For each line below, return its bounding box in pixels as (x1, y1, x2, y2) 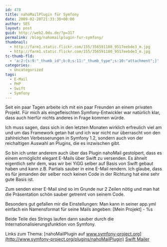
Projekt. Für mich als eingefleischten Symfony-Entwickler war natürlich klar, (5, 110, 161, 116)
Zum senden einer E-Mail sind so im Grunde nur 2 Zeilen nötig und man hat (5, 186, 160, 192)
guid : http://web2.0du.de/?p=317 (5, 30, 75, 35)
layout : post (5, 26, 32, 31)
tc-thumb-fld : (5, 53, 35, 59)
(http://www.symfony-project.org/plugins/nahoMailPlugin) (5, 236, 125, 242)
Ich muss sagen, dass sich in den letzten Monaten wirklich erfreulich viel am (5, 124, 162, 130)
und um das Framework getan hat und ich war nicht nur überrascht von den (5, 130, 161, 136)
